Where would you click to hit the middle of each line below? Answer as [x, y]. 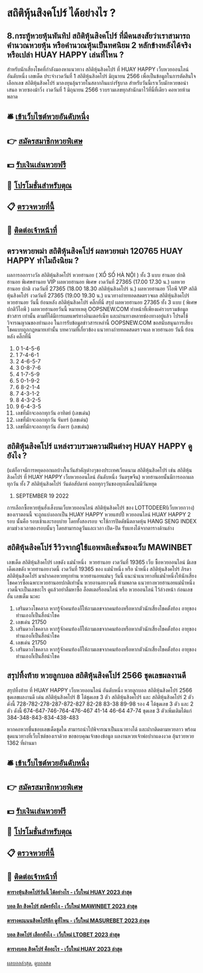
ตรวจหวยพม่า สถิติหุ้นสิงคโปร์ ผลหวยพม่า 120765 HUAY [95, 251]
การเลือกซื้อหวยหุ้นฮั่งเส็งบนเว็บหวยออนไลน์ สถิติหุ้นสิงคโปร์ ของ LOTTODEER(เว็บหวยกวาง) [101, 507]
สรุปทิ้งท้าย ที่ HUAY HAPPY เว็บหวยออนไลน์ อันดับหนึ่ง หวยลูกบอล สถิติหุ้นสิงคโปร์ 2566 [100, 690]
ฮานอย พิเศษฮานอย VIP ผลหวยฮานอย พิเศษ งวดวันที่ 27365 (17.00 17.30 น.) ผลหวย [96, 282]
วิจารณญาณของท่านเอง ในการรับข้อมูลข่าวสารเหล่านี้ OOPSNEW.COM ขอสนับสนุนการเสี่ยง [100, 323]
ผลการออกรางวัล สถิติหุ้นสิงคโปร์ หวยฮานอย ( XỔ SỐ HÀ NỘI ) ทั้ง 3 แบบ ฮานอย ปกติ [96, 275]
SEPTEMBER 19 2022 [42, 496]
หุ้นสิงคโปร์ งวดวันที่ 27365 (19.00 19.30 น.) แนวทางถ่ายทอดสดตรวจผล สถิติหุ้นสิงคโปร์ [98, 296]
